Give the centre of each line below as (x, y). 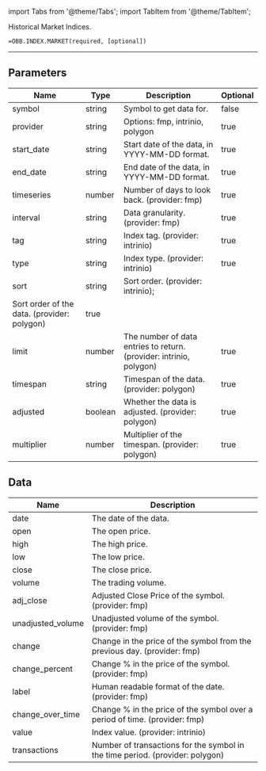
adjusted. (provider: (160, 411)
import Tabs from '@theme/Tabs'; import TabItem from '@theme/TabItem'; (130, 11)
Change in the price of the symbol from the (171, 641)
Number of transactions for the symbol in (168, 745)
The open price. (121, 531)
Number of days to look (167, 189)
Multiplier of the (153, 434)
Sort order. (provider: (163, 281)
